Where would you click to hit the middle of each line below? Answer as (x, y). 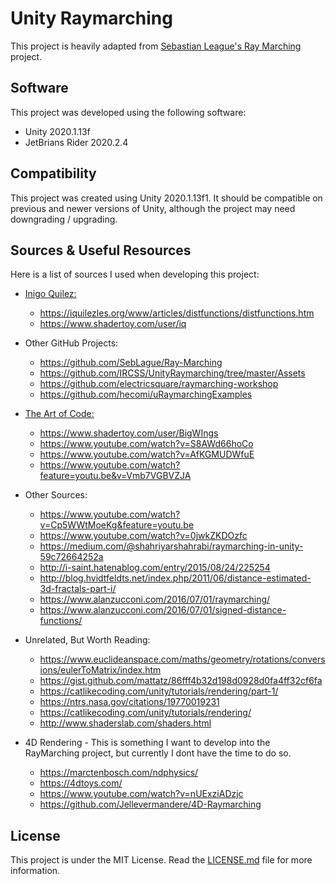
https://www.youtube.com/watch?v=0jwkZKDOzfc (143, 536)
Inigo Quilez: (50, 294)
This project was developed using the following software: (128, 112)
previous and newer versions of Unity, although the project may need (153, 208)
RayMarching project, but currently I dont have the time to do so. (158, 753)
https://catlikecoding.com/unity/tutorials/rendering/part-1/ (159, 691)
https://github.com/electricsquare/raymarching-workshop (159, 384)
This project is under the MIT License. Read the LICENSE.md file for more (161, 860)
